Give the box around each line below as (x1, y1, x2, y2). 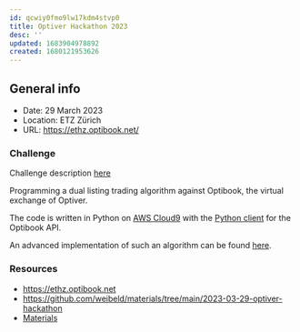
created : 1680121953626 (9, 47, 100, 56)
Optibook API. (9, 222, 62, 233)
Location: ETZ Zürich (22, 115, 102, 126)
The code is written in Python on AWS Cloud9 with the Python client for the (9, 213, 291, 224)
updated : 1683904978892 (9, 38, 100, 48)
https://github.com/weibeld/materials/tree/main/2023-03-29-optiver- (22, 293, 284, 304)
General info (9, 81, 81, 96)
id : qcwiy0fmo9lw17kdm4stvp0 (9, 13, 120, 23)
